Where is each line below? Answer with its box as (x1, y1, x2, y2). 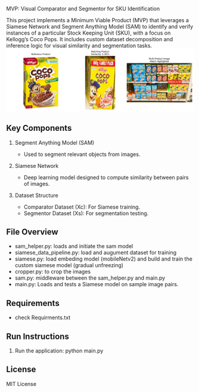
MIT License (6, 380, 37, 387)
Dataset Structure (14, 191, 58, 199)
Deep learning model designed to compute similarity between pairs (23, 173, 189, 181)
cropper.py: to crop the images (14, 268, 91, 275)
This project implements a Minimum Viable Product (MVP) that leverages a (6, 17, 189, 23)
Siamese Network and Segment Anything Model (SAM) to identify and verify (6, 23, 194, 30)
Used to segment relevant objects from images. (23, 151, 141, 158)
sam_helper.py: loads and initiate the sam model (14, 243, 133, 250)
